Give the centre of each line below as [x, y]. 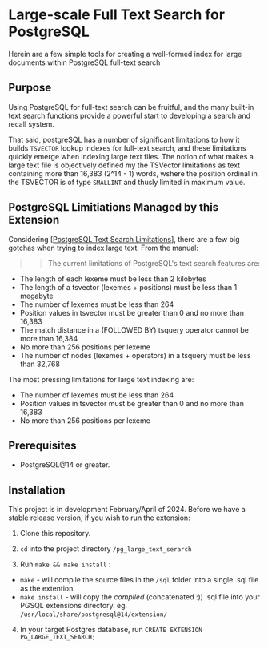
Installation [37, 490]
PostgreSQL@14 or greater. [65, 465]
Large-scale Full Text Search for [117, 15]
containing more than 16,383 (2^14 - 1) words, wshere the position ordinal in [133, 173]
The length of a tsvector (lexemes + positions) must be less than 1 [128, 287]
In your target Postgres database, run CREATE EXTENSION [111, 630]
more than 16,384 [49, 338]
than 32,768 [40, 364]
